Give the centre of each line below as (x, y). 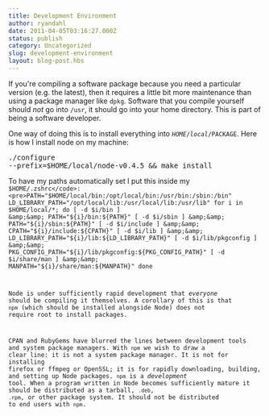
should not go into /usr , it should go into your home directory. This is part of (135, 109)
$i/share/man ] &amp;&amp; (54, 259)
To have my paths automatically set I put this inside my (99, 181)
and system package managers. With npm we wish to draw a (107, 347)
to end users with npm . (48, 404)
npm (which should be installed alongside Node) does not (107, 307)
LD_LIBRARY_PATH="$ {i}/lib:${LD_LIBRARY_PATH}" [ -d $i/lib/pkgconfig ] (133, 238)
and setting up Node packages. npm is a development (98, 376)
